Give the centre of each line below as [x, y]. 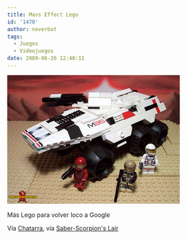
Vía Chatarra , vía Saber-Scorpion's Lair [63, 228]
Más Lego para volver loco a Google [59, 215]
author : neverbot [32, 29]
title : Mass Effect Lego [43, 15]
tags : [15, 37]
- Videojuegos [33, 51]
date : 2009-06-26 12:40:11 [46, 59]
